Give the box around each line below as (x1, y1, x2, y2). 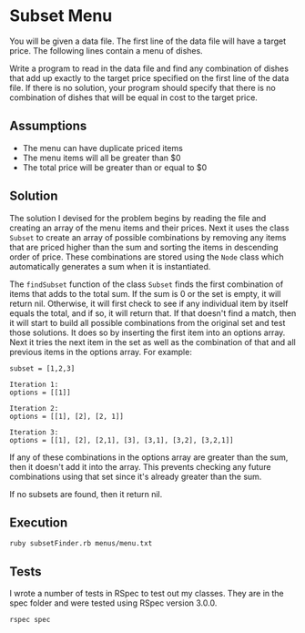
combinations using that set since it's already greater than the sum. (9, 471, 262, 482)
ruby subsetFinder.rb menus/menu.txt (9, 539, 153, 548)
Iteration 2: (9, 403, 59, 413)
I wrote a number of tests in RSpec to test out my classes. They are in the (9, 588, 284, 599)
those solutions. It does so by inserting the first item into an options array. (9, 327, 286, 338)
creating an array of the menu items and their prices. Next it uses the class (9, 222, 290, 233)
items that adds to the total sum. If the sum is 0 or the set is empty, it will (9, 288, 281, 299)
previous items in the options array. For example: (9, 346, 193, 357)
